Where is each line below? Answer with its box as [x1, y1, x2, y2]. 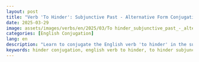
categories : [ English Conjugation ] [6, 31, 94, 37]
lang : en [6, 36, 28, 42]
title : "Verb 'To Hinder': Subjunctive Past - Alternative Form [6, 14, 168, 20]
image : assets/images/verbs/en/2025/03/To [6, 25, 113, 31]
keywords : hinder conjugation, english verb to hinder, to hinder [6, 47, 174, 53]
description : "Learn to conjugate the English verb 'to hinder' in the [6, 42, 187, 48]
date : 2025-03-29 [6, 19, 49, 25]
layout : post [6, 8, 38, 15]
